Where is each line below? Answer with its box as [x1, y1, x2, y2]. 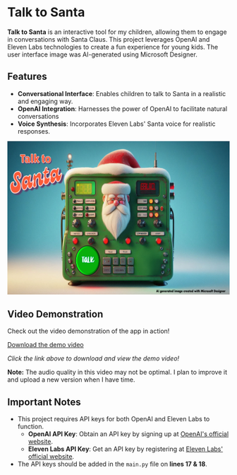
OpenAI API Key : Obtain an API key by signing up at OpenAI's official [28, 430, 229, 438]
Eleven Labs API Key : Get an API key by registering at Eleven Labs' [28, 445, 224, 453]
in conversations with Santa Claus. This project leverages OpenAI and [7, 35, 210, 43]
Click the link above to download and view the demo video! [7, 354, 180, 363]
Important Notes [7, 396, 81, 408]
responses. [17, 127, 51, 135]
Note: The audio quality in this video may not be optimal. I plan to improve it [7, 368, 228, 377]
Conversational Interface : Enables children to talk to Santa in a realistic [17, 89, 226, 98]
